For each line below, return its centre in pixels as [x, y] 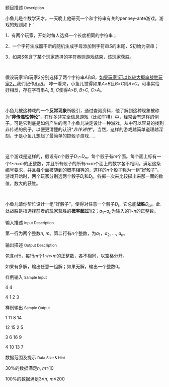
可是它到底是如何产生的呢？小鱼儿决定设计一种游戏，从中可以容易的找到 [89, 123]
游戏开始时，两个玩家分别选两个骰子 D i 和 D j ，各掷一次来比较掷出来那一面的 [82, 177]
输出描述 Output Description [31, 245]
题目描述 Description [25, 8]
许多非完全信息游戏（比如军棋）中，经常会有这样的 [102, 117]
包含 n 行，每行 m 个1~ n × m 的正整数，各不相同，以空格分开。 [66, 256]
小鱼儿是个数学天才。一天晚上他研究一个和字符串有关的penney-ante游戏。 [82, 18]
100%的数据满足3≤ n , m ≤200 [35, 379]
